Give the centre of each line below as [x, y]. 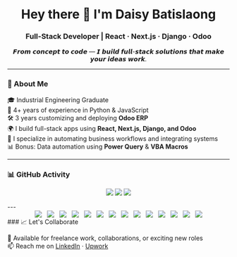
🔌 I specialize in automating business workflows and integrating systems [113, 138]
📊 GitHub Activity [39, 174]
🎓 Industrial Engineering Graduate [58, 100]
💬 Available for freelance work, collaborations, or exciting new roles [105, 238]
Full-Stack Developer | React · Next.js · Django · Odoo [119, 37]
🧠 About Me [28, 84]
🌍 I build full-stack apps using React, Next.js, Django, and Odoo [102, 128]
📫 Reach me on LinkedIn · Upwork [58, 246]
